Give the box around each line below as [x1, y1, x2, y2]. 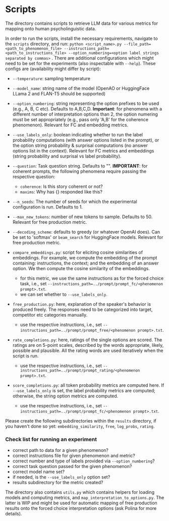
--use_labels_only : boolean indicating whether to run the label [12, 131, 143, 137]
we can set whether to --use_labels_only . [20, 291, 107, 297]
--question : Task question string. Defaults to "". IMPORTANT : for [12, 163, 148, 169]
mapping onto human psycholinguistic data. [5, 25, 96, 31]
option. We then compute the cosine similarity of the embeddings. [12, 265, 150, 271]
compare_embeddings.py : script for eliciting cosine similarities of [12, 249, 143, 255]
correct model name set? [12, 468, 65, 475]
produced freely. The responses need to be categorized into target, [12, 306, 153, 312]
